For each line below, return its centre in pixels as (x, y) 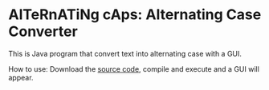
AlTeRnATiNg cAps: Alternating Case (135, 15)
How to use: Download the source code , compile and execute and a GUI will (134, 68)
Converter (43, 31)
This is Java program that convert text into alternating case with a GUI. (125, 53)
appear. (21, 77)
